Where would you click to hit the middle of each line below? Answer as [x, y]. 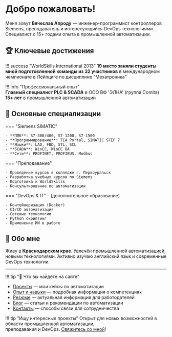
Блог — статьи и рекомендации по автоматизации [68, 303]
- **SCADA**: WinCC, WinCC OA [38, 149]
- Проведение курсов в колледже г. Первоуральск [58, 173]
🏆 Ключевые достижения [50, 51]
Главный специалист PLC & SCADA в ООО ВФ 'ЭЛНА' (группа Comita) [82, 92]
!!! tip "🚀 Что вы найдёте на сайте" [42, 277]
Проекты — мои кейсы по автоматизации [58, 287]
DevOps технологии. [28, 262]
